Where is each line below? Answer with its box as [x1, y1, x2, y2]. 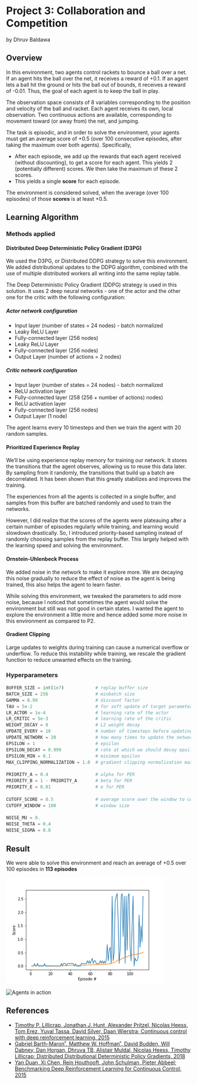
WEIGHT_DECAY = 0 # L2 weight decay [6, 722, 141, 728]
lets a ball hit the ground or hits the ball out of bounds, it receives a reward [6, 81, 186, 88]
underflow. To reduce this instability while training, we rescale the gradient [6, 650, 186, 657]
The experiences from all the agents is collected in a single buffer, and [6, 493, 176, 500]
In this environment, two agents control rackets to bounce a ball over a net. [6, 69, 187, 76]
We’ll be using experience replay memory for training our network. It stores [6, 457, 188, 464]
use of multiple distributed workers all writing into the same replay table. [6, 270, 181, 277]
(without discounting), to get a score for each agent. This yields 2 [14, 159, 173, 166]
